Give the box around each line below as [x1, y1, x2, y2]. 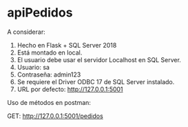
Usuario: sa [17, 63, 50, 71]
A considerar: [7, 28, 46, 36]
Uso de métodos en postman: [7, 98, 92, 106]
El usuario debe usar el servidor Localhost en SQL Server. [17, 55, 181, 63]
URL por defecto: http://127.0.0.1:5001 [17, 85, 123, 93]
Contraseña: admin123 [17, 70, 81, 79]
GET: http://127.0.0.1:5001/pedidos [7, 112, 103, 120]
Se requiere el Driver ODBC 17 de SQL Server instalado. [17, 77, 175, 86]
